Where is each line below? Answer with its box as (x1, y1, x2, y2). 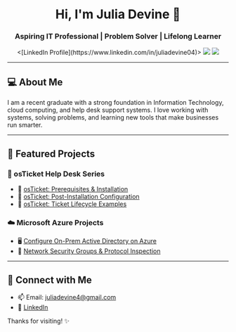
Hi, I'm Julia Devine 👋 (55, 6, 181, 23)
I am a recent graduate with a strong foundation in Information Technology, (7, 98, 224, 107)
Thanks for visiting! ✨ (7, 317, 70, 326)
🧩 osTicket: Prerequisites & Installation (17, 184, 129, 193)
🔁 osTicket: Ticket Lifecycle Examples (17, 200, 127, 208)
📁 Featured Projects (7, 148, 96, 160)
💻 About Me (7, 76, 63, 88)
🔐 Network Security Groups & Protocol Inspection (17, 247, 161, 255)
